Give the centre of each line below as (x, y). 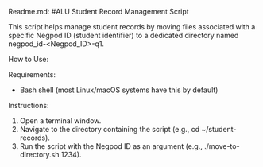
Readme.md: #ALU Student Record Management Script (99, 12)
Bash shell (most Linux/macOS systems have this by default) (119, 90)
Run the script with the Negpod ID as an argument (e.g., (111, 146)
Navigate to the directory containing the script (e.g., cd (110, 129)
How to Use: (29, 59)
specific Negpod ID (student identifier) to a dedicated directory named (124, 35)
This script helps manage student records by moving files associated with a (132, 27)
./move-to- (222, 146)
